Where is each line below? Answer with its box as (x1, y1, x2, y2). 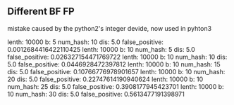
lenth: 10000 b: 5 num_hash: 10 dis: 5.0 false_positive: (7, 38, 164, 46)
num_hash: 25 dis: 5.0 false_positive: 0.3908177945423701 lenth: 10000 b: (7, 82, 224, 90)
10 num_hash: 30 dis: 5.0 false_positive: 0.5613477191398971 (7, 90, 185, 98)
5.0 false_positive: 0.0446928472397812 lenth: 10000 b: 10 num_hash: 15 (7, 59, 221, 69)
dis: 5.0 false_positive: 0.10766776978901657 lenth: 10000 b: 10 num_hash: (7, 67, 226, 76)
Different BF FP (7, 6, 75, 17)
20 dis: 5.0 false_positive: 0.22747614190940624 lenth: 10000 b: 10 (7, 75, 204, 83)
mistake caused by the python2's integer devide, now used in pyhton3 (7, 24, 212, 32)
